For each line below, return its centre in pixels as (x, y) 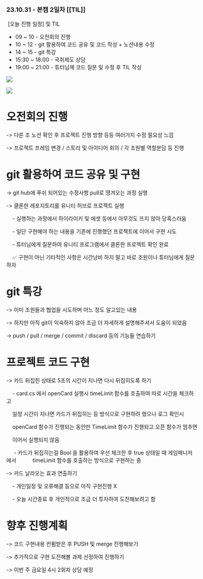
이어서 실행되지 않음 (36, 440)
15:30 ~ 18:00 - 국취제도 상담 (50, 60)
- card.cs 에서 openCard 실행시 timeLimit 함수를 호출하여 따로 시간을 (95, 394)
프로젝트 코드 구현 (48, 362)
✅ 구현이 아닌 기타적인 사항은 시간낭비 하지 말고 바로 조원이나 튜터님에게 (98, 257)
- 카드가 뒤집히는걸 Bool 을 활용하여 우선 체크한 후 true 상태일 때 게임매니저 (103, 453)
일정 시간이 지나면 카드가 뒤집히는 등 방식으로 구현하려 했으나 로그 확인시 (98, 414)
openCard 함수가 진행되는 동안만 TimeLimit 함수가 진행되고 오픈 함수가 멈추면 (105, 427)
